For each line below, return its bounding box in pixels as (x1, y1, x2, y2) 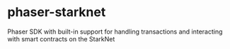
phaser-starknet (7, 4, 106, 20)
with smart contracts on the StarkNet (7, 34, 115, 43)
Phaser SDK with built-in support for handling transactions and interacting (7, 27, 223, 36)
